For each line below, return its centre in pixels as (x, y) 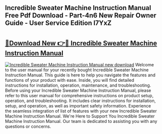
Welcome (145, 65)
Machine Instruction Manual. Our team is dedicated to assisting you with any (81, 121)
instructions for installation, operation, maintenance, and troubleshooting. (78, 85)
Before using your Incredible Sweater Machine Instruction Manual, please (78, 90)
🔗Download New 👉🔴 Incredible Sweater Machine (81, 43)
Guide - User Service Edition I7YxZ (59, 23)
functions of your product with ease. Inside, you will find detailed (70, 80)
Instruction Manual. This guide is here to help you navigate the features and (80, 75)
